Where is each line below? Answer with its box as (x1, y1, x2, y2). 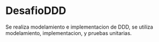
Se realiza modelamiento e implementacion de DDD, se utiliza (5, 23, 153, 30)
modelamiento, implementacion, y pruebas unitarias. (5, 29, 132, 36)
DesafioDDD (5, 4, 67, 17)
